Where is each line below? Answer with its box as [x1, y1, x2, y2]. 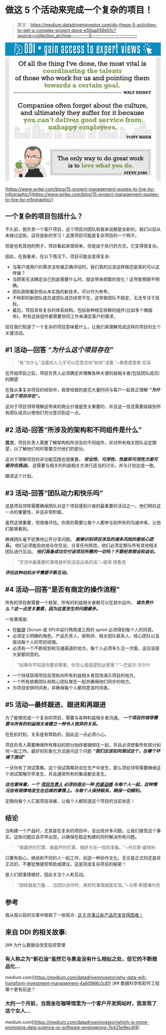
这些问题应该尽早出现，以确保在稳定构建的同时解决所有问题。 [13, 834, 139, 840]
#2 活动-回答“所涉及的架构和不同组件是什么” [5, 425, 142, 434]
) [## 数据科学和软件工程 [109, 980, 160, 986]
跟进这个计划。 [5, 473, 36, 479]
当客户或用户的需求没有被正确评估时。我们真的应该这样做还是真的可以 [12, 264, 156, 270]
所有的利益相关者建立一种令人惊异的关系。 [13, 721, 100, 727]
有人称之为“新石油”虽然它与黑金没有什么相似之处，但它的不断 [5, 955, 152, 962]
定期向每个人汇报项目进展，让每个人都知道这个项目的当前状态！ [5, 798, 135, 804]
